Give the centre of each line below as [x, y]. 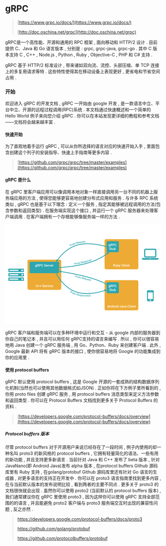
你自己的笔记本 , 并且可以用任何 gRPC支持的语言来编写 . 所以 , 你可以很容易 [82, 339]
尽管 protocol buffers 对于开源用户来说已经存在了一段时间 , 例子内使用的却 [81, 447]
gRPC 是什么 [18, 180]
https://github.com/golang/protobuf [54, 529]
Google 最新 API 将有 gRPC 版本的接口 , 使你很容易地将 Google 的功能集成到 [83, 351]
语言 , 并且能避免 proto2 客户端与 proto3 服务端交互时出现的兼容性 [86, 503]
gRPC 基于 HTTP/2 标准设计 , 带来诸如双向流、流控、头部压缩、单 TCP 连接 [82, 65]
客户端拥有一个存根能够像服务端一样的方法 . [75, 216]
